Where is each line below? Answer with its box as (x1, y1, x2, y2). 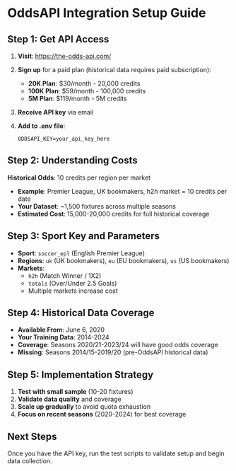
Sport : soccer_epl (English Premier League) (17, 249, 145, 257)
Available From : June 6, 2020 (17, 325, 105, 334)
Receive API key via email (17, 108, 94, 116)
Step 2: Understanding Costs (7, 154, 138, 167)
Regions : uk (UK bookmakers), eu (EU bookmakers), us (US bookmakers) (17, 256, 230, 264)
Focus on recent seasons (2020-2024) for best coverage (17, 410, 187, 419)
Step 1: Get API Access (7, 33, 110, 45)
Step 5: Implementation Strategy (7, 368, 154, 380)
